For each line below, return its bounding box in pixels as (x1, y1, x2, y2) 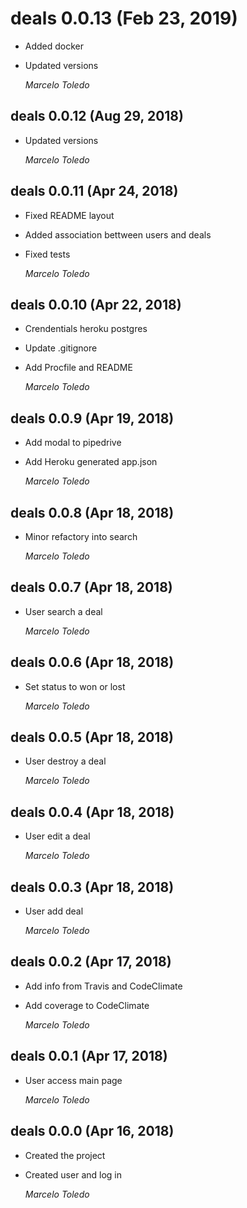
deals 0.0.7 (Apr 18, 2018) (10, 579, 173, 596)
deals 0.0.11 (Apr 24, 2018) (10, 183, 179, 200)
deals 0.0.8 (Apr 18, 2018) (10, 504, 175, 521)
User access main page (24, 1074, 123, 1086)
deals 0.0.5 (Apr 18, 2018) (10, 729, 174, 746)
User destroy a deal (24, 755, 107, 767)
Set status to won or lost (24, 680, 126, 692)
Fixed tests (24, 248, 71, 260)
